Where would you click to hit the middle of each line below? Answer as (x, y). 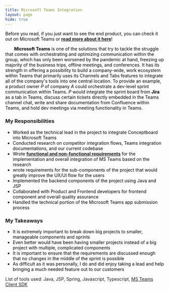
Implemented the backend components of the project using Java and (84, 181)
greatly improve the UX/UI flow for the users (59, 175)
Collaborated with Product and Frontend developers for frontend (79, 191)
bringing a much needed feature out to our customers (68, 269)
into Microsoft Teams (35, 138)
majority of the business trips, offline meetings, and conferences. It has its (82, 65)
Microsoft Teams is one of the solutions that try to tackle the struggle (87, 49)
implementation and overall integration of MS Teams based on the (81, 159)
